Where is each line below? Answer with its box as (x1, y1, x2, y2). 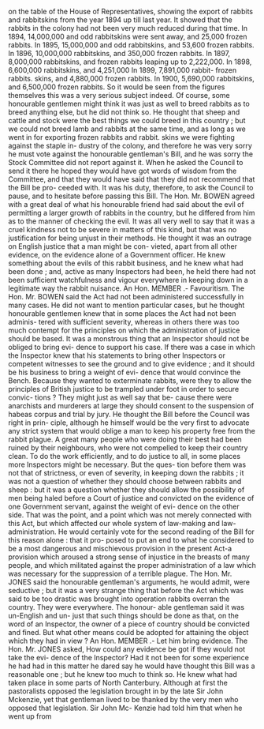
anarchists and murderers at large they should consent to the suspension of (8, 401, 255, 410)
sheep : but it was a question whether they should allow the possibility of (8, 485, 245, 494)
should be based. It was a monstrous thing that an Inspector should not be (8, 334, 250, 343)
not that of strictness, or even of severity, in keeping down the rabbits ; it (8, 468, 244, 477)
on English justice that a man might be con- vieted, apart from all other (8, 242, 238, 251)
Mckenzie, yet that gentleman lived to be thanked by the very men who (8, 695, 239, 704)
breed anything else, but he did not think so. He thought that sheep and (8, 107, 240, 117)
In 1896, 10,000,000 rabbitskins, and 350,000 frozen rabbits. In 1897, (8, 49, 231, 58)
